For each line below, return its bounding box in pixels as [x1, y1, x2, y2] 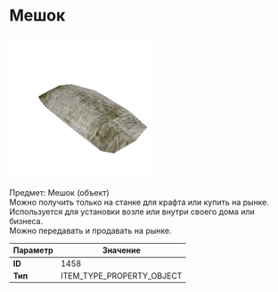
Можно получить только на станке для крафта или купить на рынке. [9, 196, 270, 207]
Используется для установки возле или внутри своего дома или [9, 206, 256, 217]
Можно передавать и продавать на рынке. [9, 225, 172, 236]
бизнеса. [9, 215, 43, 226]
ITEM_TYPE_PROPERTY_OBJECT [61, 270, 183, 281]
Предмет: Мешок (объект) [9, 187, 110, 197]
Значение [102, 245, 141, 255]
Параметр [12, 245, 53, 255]
